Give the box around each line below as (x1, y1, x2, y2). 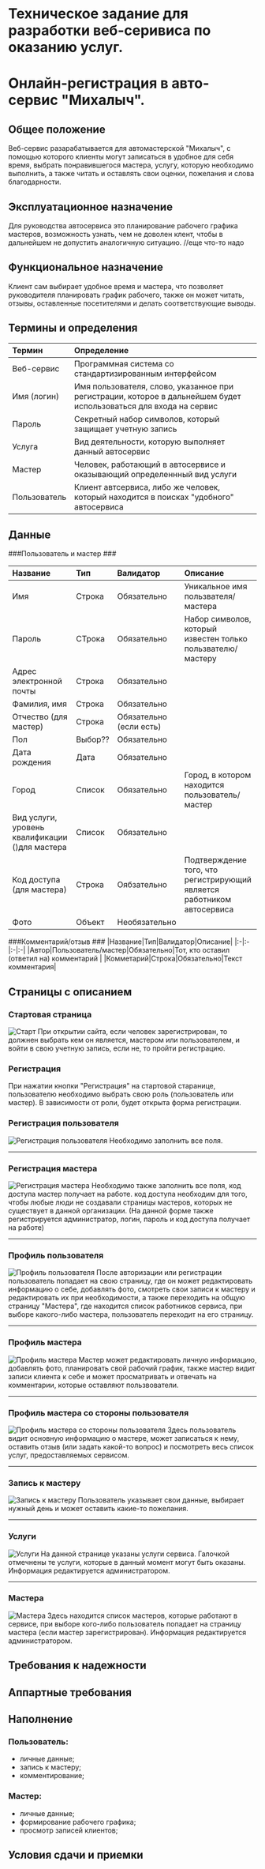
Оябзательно (117, 879, 168, 890)
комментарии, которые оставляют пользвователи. (8, 1380, 179, 1390)
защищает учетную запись (73, 423, 177, 434)
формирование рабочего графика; (19, 1817, 136, 1826)
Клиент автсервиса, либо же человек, (73, 481, 221, 492)
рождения (12, 757, 51, 768)
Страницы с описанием (8, 985, 132, 998)
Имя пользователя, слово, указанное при (73, 381, 234, 392)
